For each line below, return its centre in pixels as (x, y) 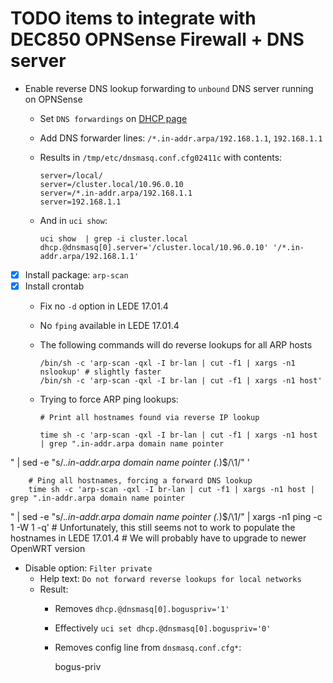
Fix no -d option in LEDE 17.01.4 (104, 306)
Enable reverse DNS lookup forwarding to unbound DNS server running (169, 88)
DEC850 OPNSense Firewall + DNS (157, 39)
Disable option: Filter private (88, 568)
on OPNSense (53, 99)
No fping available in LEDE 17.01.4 (109, 326)
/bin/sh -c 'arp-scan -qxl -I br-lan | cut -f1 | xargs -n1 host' (181, 381)
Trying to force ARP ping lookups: (109, 399)
